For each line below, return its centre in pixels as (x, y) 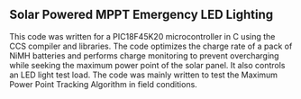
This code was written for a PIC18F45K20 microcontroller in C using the (142, 36)
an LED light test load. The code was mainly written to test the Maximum (143, 75)
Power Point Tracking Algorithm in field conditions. (104, 84)
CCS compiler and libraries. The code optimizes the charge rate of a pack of (151, 46)
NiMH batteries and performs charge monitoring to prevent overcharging (144, 55)
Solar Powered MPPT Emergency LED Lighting (141, 15)
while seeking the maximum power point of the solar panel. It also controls (147, 65)
